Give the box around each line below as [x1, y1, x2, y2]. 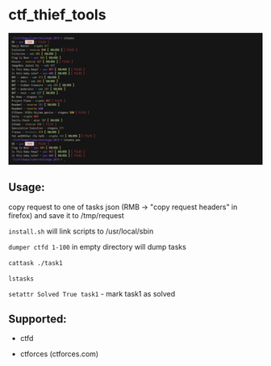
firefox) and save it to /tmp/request [8, 210, 125, 220]
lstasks [8, 275, 35, 283]
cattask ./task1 [8, 259, 63, 267]
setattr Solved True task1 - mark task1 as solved [8, 288, 176, 298]
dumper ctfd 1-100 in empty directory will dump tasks [8, 242, 187, 251]
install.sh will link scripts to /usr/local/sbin [8, 226, 154, 236]
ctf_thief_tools [8, 6, 106, 24]
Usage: [8, 180, 46, 195]
